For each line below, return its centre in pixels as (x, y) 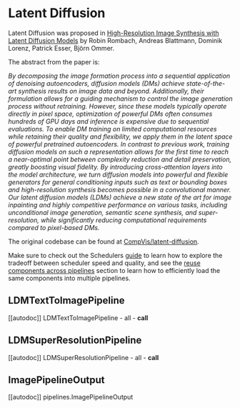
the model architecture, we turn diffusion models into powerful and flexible (118, 174)
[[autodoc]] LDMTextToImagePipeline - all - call (78, 318)
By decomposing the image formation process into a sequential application (119, 76)
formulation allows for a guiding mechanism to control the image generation (120, 99)
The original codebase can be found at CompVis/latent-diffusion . (104, 242)
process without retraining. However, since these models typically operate (117, 106)
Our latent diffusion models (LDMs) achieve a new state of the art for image (120, 197)
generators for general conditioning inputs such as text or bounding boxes (118, 182)
